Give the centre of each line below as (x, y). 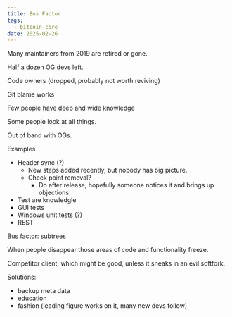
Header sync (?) (41, 163)
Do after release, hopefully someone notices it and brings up (126, 185)
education (32, 298)
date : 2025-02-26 (33, 33)
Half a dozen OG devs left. (45, 67)
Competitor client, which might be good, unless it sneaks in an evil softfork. (116, 263)
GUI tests (31, 208)
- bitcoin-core (36, 27)
